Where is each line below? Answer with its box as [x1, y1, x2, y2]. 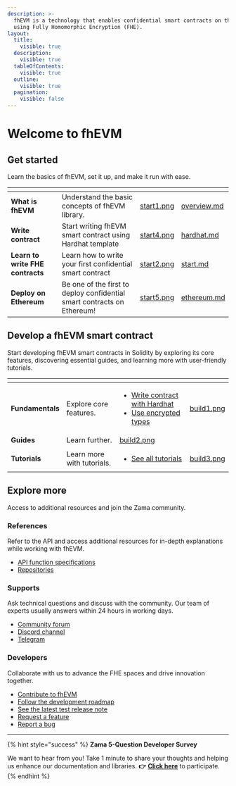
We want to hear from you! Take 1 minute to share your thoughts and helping [7, 754, 228, 762]
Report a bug [17, 720, 55, 728]
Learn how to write [61, 251, 124, 260]
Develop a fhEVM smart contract [7, 330, 153, 342]
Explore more [7, 485, 67, 497]
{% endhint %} [7, 772, 51, 780]
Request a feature [17, 712, 70, 720]
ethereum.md [181, 293, 225, 302]
